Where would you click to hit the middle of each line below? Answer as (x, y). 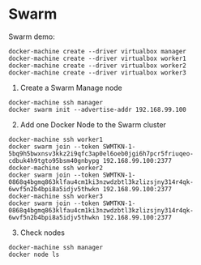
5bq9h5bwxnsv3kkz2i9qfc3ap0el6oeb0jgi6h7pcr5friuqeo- (101, 154)
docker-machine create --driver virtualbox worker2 (97, 66)
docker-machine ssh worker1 (56, 139)
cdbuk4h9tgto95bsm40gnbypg (54, 160)
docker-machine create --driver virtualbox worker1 (97, 58)
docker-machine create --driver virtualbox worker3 (97, 73)
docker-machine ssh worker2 (56, 168)
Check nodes (42, 233)
